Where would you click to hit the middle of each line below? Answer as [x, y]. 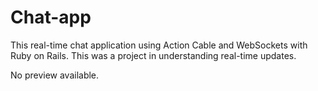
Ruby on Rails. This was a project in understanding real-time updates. [153, 55]
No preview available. [55, 75]
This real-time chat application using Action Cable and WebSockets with [159, 45]
